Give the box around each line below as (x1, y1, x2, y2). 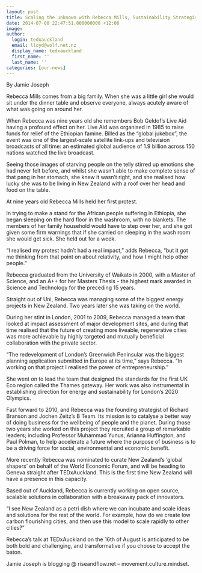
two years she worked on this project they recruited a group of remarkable (6, 425, 191, 433)
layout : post (6, 8, 39, 15)
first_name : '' (11, 54, 50, 60)
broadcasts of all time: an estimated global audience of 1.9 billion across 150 (6, 142, 195, 150)
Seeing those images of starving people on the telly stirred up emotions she (6, 161, 194, 168)
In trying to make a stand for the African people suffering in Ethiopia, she (6, 210, 186, 217)
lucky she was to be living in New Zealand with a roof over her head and (6, 180, 185, 187)
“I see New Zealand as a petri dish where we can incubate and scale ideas (6, 505, 191, 512)
